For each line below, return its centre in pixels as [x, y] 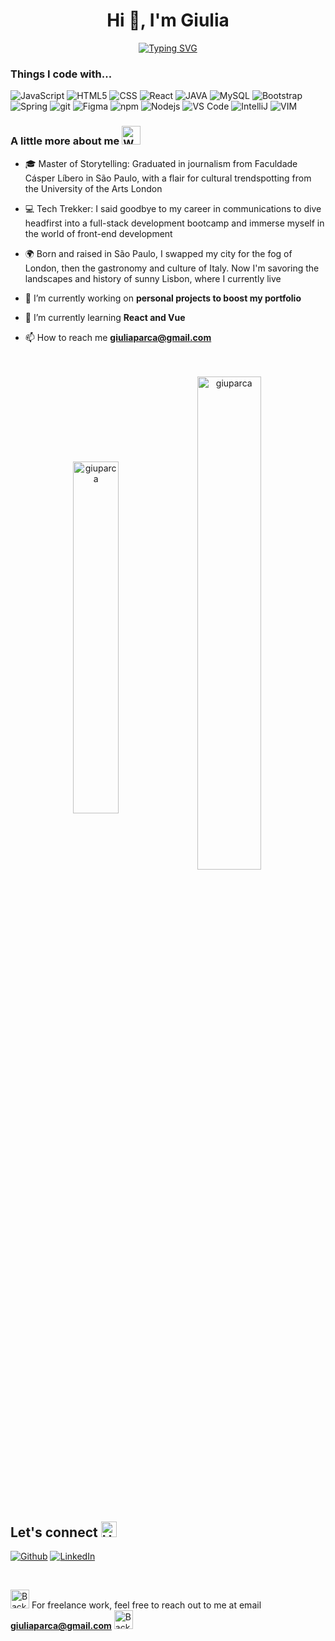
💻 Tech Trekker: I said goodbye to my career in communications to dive [173, 208]
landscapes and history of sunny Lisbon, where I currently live [153, 278]
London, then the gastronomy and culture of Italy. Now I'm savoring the [172, 268]
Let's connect [54, 1532]
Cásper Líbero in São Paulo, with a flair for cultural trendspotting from [168, 178]
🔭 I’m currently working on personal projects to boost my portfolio [163, 298]
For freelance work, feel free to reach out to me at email [146, 1605]
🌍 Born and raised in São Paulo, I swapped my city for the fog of [158, 253]
